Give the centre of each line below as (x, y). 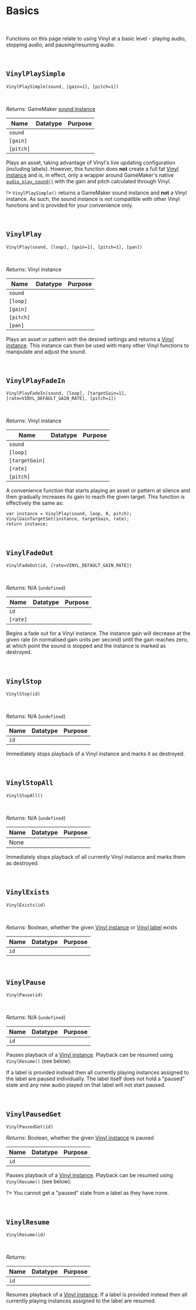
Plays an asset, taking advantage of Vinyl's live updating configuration (91, 162)
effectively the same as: (35, 503)
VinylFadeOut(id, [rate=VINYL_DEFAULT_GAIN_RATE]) (69, 566)
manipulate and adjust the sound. (46, 351)
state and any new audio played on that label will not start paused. (86, 1085)
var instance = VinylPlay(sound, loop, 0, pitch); (69, 514)
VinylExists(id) (26, 905)
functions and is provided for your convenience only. (70, 205)
